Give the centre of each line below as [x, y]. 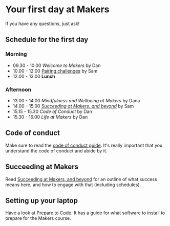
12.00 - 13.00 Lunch [34, 76]
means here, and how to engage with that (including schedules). [73, 185]
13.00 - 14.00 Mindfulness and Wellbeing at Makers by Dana [76, 100]
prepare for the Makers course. [38, 218]
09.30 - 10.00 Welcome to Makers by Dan [57, 65]
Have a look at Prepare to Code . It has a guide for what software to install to [85, 213]
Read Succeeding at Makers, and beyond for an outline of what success [81, 179]
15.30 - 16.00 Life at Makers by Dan [50, 117]
